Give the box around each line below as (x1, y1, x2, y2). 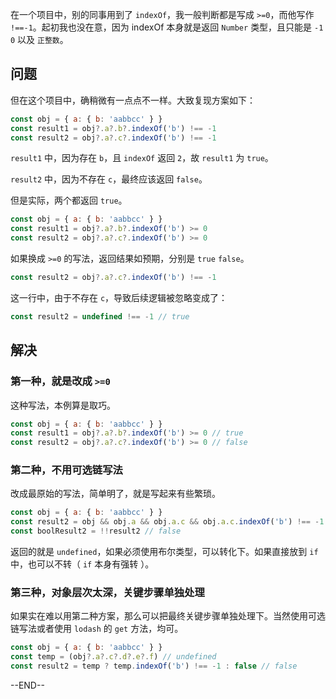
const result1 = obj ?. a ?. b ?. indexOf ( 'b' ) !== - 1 (10, 123, 217, 133)
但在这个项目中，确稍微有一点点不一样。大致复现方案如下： (10, 94, 256, 106)
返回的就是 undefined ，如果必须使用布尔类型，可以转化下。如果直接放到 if (10, 546, 319, 558)
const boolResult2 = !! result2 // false (10, 526, 182, 537)
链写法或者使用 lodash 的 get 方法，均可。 (10, 623, 184, 635)
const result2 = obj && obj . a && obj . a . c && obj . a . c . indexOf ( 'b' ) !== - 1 (10, 517, 325, 527)
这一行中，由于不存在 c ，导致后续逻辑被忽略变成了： (10, 291, 228, 303)
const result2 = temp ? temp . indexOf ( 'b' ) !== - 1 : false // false (10, 661, 298, 672)
